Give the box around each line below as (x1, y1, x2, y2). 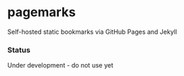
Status (7, 45, 30, 55)
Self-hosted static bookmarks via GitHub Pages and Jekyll (7, 27, 178, 36)
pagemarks (7, 4, 76, 20)
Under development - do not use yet (7, 61, 113, 70)
